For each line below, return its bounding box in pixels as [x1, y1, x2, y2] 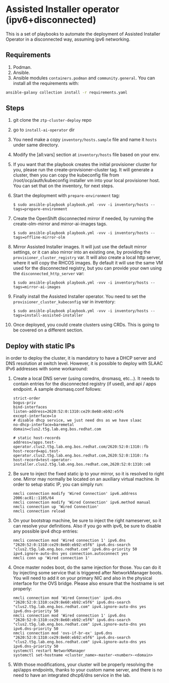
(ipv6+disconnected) [6, 14, 97, 26]
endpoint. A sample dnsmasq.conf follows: [13, 386, 102, 392]
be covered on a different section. [13, 327, 83, 333]
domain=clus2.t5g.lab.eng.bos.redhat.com [13, 426, 101, 432]
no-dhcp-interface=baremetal [13, 422, 74, 428]
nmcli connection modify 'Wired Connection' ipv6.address [13, 491, 137, 496]
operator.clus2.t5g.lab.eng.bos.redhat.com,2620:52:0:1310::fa [13, 453, 149, 458]
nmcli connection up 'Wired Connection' [13, 504, 99, 509]
